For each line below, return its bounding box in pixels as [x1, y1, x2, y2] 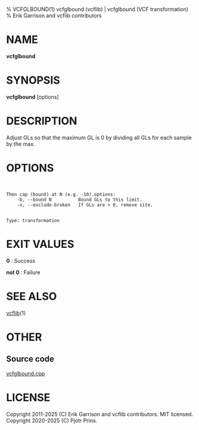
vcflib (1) [6, 309, 26, 317]
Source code [6, 354, 55, 364]
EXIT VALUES [6, 237, 74, 251]
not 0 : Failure [6, 269, 41, 276]
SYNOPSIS [6, 73, 61, 87]
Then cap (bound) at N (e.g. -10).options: [6, 191, 116, 197]
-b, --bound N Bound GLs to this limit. [17, 196, 143, 202]
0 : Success [6, 257, 36, 264]
